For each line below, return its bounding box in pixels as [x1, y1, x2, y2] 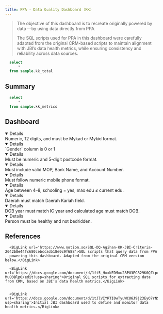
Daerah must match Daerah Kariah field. [5, 198, 85, 203]
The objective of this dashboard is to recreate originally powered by [16, 20, 153, 26]
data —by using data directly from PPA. [16, 25, 96, 32]
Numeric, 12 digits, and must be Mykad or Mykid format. [5, 135, 117, 141]
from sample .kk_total [9, 69, 53, 74]
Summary [5, 82, 35, 90]
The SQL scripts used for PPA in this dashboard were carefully [16, 35, 142, 41]
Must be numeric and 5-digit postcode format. [5, 156, 98, 162]
